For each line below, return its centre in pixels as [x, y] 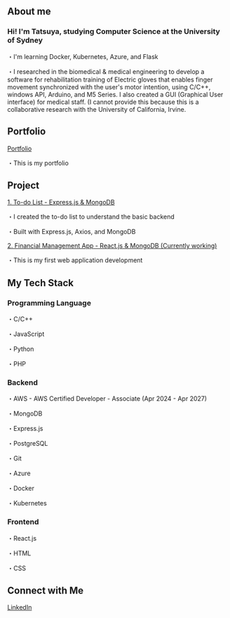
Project [23, 185]
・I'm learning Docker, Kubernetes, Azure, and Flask [83, 56]
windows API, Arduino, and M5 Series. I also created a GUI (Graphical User [115, 94]
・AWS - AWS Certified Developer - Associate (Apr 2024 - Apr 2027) [107, 399]
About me [29, 12]
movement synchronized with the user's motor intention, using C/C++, [109, 86]
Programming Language [49, 303]
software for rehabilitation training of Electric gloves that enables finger [110, 79]
